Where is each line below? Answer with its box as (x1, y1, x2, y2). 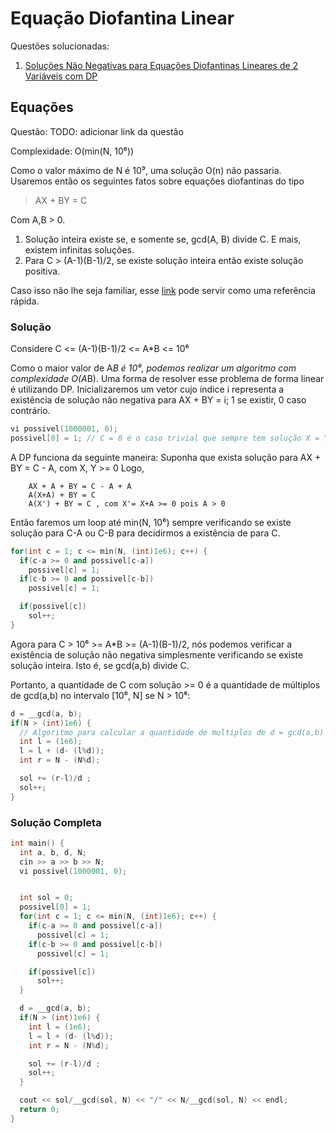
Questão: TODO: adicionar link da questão (10, 125, 184, 137)
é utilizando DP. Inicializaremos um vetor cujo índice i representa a (10, 383, 285, 396)
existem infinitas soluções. (24, 243, 135, 256)
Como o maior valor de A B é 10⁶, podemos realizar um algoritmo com (10, 362, 297, 374)
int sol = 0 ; (19, 893, 74, 903)
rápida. (10, 295, 40, 307)
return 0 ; (19, 1105, 60, 1115)
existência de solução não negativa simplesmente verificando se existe (10, 648, 304, 661)
